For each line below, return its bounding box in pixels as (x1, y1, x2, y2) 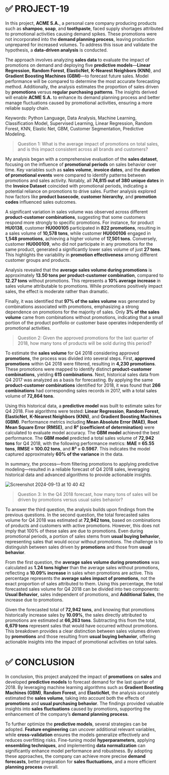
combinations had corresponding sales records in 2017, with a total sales (5, 387, 157, 393)
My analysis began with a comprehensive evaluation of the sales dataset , (5, 156, 158, 162)
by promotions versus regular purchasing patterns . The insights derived (5, 89, 157, 95)
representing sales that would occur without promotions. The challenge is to (5, 538, 163, 544)
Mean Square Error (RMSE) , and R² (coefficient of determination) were (5, 424, 155, 430)
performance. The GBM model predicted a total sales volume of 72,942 (5, 435, 154, 441)
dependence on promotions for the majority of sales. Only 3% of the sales (5, 309, 160, 315)
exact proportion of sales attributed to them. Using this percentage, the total (5, 580, 163, 586)
